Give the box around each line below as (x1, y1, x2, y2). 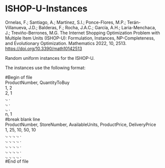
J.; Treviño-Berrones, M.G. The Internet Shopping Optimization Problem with (5, 30, 160, 36)
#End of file (5, 158, 29, 164)
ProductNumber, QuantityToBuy (5, 80, 70, 85)
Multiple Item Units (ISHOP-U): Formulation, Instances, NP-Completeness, (5, 35, 155, 41)
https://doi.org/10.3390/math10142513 (5, 45, 82, 51)
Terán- (127, 19, 141, 25)
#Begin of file (5, 74, 33, 80)
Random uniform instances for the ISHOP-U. (5, 55, 95, 61)
